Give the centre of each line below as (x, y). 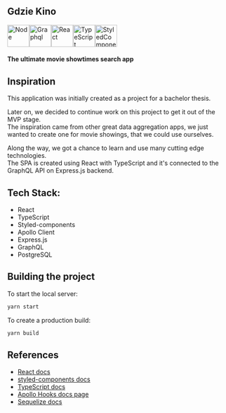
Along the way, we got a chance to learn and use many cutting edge (106, 148)
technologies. (27, 156)
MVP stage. (24, 120)
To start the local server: (43, 294)
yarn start (23, 307)
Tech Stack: (34, 193)
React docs (34, 372)
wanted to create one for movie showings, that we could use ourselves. (111, 135)
